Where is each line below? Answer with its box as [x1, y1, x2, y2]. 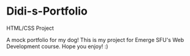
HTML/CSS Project [6, 24, 54, 32]
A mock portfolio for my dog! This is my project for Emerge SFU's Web [6, 36, 184, 43]
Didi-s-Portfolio [6, 4, 88, 18]
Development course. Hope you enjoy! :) [6, 43, 108, 50]
